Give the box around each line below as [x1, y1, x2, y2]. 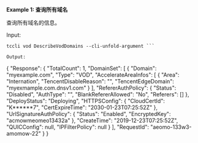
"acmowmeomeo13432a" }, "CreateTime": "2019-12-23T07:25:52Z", [6, 117, 178, 124]
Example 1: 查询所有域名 [6, 6, 68, 13]
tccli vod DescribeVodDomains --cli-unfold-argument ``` [6, 43, 155, 49]
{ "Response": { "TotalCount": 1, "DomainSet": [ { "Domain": [6, 64, 157, 72]
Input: [6, 31, 21, 39]
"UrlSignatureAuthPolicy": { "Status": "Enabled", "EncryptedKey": [6, 110, 171, 117]
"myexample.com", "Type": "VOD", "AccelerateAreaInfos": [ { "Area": [6, 71, 180, 79]
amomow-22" [6, 130, 41, 137]
